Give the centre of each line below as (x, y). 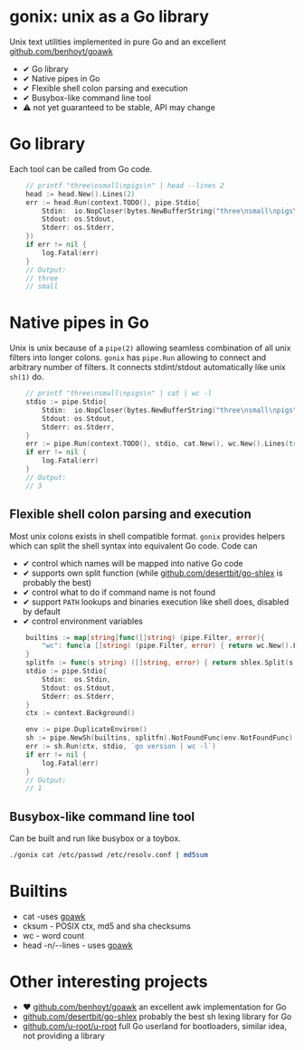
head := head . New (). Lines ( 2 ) (81, 194)
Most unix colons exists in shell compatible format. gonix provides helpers (147, 536)
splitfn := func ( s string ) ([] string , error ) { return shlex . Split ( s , (161, 663)
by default (41, 611)
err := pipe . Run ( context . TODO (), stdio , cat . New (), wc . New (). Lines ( (157, 444)
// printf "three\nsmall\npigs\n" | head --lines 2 (125, 186)
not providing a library (64, 1036)
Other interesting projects (109, 982)
